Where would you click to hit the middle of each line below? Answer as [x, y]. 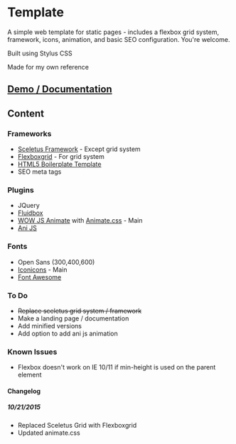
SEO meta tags [39, 172]
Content [26, 113]
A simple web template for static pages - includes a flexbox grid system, [113, 32]
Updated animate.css [49, 433]
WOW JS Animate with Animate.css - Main [80, 221]
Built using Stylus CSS [40, 53]
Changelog [24, 391]
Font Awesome [39, 277]
